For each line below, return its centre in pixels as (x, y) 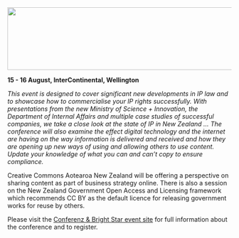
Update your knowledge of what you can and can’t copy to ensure (105, 154)
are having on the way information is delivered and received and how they (117, 139)
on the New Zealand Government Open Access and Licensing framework (115, 190)
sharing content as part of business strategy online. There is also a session (117, 183)
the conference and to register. (53, 227)
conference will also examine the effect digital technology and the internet (116, 131)
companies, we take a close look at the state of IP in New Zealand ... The (115, 124)
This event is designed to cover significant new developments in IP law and (118, 94)
